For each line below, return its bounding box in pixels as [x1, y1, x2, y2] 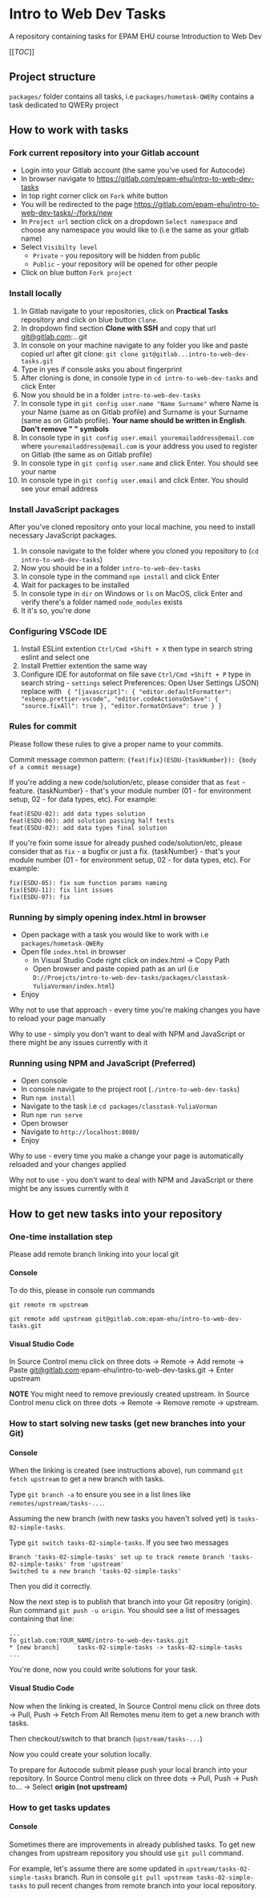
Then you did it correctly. [9, 1582, 92, 1591]
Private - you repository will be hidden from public [32, 250, 201, 261]
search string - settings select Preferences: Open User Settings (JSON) [20, 678, 260, 688]
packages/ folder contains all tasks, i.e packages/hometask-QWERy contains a [9, 91, 255, 101]
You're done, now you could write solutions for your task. [9, 1664, 199, 1674]
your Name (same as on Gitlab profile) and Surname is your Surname [20, 407, 249, 417]
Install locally [9, 288, 62, 299]
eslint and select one [20, 652, 91, 662]
